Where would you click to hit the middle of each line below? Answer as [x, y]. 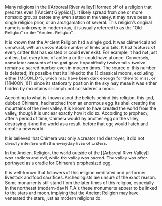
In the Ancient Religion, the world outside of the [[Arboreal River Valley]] [77, 153]
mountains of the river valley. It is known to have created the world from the [81, 108]
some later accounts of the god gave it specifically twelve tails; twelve [75, 63]
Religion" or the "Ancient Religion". [40, 33]
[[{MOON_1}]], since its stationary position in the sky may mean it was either [81, 83]
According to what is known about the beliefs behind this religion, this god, [80, 98]
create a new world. [25, 129]
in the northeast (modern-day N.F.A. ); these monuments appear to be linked [81, 188]
